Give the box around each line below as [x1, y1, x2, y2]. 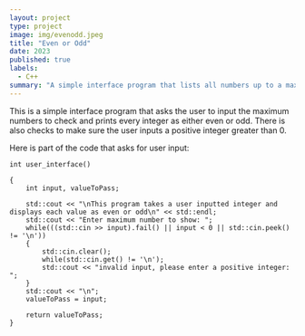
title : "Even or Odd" [9, 38, 92, 48]
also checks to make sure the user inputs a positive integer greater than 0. [9, 124, 288, 136]
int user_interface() [9, 159, 92, 168]
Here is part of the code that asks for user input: [9, 142, 190, 153]
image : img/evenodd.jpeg [9, 30, 103, 39]
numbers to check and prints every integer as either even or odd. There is [9, 115, 286, 126]
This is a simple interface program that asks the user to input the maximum [9, 105, 290, 116]
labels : [9, 64, 39, 73]
